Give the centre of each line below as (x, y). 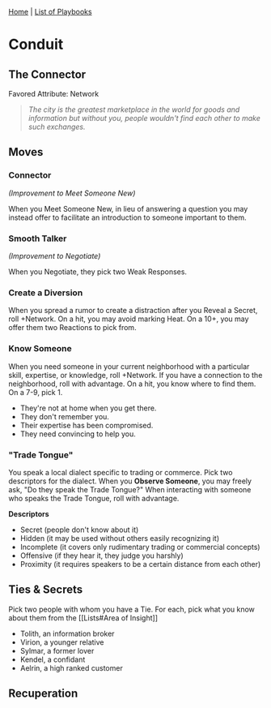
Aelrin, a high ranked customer (71, 667)
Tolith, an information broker (67, 633)
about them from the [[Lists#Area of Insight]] (83, 618)
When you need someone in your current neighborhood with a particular (129, 366)
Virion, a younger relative (62, 642)
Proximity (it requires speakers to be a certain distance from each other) (140, 564)
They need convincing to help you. (78, 434)
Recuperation (43, 694)
